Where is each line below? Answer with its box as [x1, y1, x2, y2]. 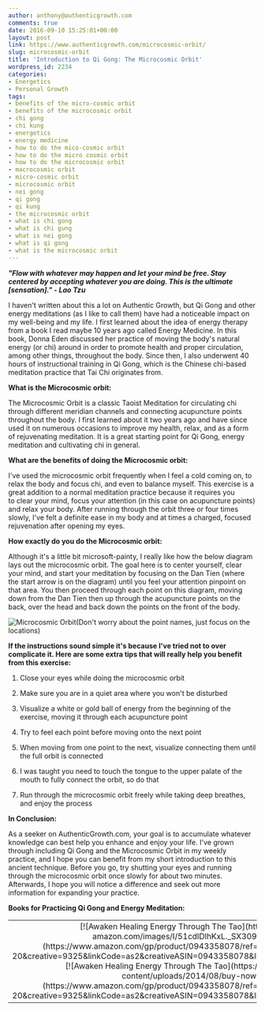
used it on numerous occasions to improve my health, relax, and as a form [8, 423, 249, 433]
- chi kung [8, 122, 44, 130]
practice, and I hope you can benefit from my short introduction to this [8, 854, 237, 863]
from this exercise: [8, 657, 71, 667]
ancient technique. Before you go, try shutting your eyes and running [8, 863, 233, 872]
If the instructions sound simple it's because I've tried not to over [8, 641, 226, 650]
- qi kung [8, 202, 41, 210]
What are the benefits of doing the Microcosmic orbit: [8, 455, 188, 464]
